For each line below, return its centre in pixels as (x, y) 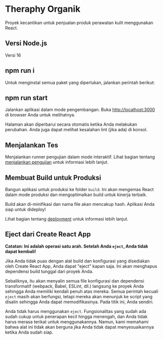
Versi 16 (13, 55)
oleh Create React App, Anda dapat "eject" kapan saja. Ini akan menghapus (81, 266)
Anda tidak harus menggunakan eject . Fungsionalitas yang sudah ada (76, 311)
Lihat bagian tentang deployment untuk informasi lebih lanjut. (67, 219)
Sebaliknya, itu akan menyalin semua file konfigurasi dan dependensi (75, 281)
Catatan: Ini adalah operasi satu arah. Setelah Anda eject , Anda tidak (77, 246)
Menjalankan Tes (32, 145)
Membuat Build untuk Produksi (53, 178)
